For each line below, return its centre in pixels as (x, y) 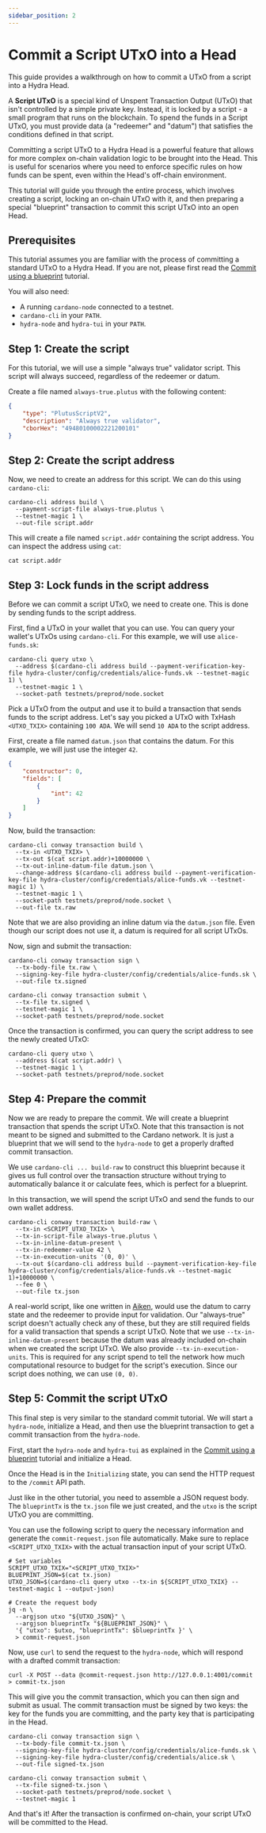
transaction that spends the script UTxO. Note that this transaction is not (126, 1126)
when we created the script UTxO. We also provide (91, 1348)
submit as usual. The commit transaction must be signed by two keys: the (128, 1705)
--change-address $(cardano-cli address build (93, 873)
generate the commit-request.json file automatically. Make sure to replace (129, 1538)
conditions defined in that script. (61, 134)
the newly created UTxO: (49, 1039)
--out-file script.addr (54, 523)
